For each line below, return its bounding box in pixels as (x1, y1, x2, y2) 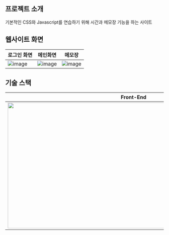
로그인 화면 (8, 51, 33, 58)
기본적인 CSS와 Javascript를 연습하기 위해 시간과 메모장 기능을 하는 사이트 (5, 19, 152, 25)
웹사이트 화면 (5, 35, 44, 44)
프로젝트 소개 (5, 5, 44, 14)
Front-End (120, 94, 147, 101)
